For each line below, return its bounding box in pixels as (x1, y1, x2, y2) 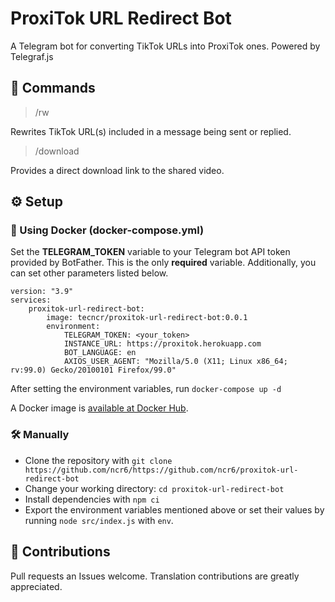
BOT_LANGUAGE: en (63, 348, 137, 358)
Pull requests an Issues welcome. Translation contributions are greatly (10, 570, 300, 582)
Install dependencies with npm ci (24, 493, 160, 505)
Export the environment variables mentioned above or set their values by (24, 503, 325, 516)
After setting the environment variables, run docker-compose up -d (10, 383, 282, 395)
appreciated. (10, 580, 63, 592)
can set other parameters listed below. (10, 267, 169, 279)
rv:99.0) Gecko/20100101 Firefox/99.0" (10, 365, 177, 376)
